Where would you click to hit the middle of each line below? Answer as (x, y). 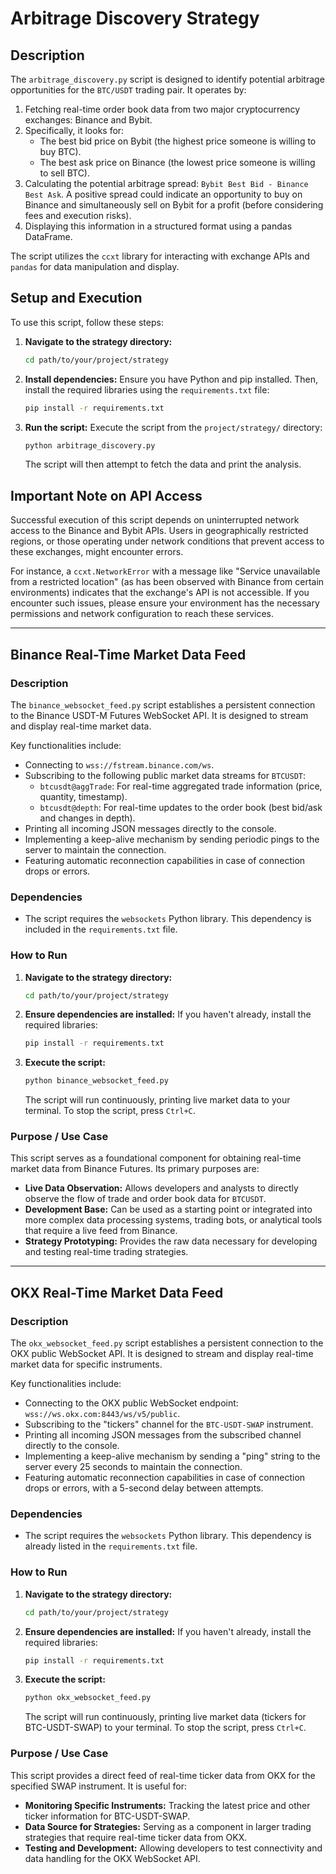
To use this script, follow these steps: (87, 322)
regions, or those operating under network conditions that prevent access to (167, 541)
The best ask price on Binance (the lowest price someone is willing (177, 162)
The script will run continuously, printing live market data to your (157, 1100)
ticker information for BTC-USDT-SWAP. (107, 1816)
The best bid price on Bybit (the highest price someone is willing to (178, 141)
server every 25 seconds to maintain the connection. (133, 1467)
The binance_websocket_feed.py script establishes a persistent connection (163, 704)
